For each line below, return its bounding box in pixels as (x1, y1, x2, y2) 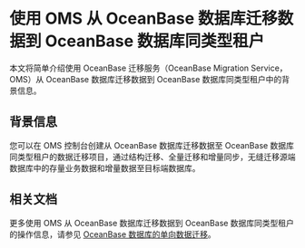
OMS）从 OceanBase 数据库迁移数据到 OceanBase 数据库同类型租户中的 (9, 73, 282, 84)
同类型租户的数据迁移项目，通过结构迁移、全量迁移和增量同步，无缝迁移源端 (9, 151, 296, 162)
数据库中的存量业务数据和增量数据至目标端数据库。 (9, 162, 201, 173)
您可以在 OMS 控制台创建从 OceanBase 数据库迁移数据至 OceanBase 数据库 (9, 139, 295, 150)
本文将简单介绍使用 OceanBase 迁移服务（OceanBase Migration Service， (9, 62, 288, 73)
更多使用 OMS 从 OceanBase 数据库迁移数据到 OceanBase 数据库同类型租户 (9, 217, 295, 228)
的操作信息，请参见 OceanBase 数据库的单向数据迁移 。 (9, 228, 216, 240)
